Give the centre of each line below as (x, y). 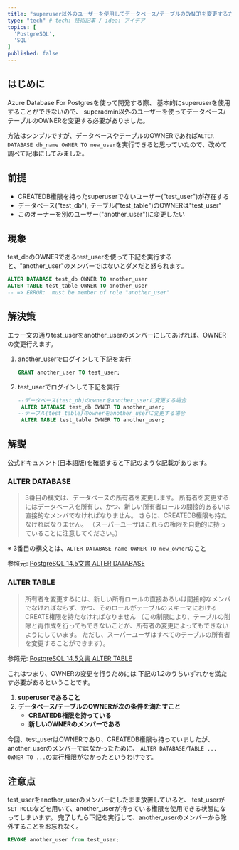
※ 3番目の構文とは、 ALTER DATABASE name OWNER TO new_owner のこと (107, 549)
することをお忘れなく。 (48, 827)
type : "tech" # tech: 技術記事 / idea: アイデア (76, 21)
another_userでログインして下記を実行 (74, 359)
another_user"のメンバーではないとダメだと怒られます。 (105, 266)
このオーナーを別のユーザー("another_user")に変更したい (101, 214)
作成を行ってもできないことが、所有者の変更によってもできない (136, 625)
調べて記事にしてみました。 (48, 153)
